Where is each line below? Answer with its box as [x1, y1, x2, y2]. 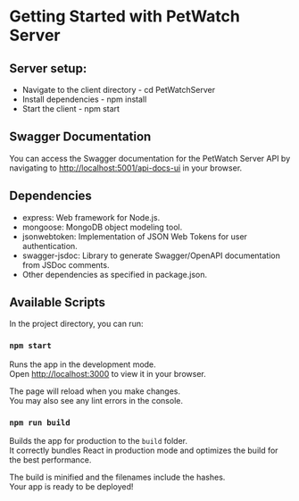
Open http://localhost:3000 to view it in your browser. [9, 368, 207, 379]
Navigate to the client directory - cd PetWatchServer [21, 85, 216, 95]
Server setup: [9, 61, 87, 76]
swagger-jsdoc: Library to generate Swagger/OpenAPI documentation [21, 250, 281, 261]
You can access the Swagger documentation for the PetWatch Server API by [9, 153, 291, 163]
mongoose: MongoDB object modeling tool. [21, 221, 183, 232]
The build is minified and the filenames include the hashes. [9, 472, 226, 483]
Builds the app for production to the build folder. [9, 436, 188, 447]
